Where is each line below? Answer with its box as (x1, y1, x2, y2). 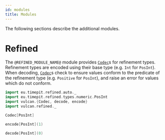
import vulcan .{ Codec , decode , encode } (5, 99, 88, 104)
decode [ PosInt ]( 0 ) (5, 131, 43, 136)
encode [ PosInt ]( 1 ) (5, 122, 43, 127)
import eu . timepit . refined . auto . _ (5, 90, 77, 95)
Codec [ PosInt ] (5, 113, 35, 118)
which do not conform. (5, 80, 52, 86)
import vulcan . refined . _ (5, 104, 57, 109)
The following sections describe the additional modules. (5, 25, 120, 31)
